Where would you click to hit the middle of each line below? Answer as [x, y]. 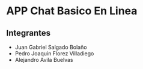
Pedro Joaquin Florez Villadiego [54, 54]
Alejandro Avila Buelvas [44, 60]
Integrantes [29, 33]
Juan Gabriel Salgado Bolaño [51, 47]
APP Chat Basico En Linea [72, 11]
